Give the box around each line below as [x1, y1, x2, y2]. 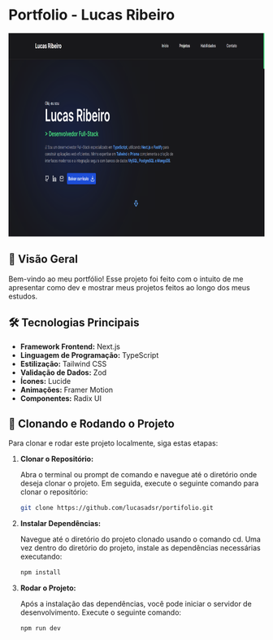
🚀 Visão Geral [8, 252, 79, 266]
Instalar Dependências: [19, 519, 102, 529]
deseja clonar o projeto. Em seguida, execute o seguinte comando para [19, 478, 259, 489]
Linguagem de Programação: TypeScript [19, 350, 159, 359]
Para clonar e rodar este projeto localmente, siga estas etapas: [8, 438, 219, 448]
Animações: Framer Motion [19, 385, 114, 394]
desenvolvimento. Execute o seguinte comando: [19, 607, 181, 617]
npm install [19, 568, 61, 577]
